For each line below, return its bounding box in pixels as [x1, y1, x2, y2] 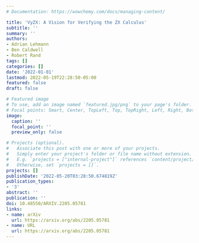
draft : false [6, 85, 38, 92]
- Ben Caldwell [6, 47, 44, 53]
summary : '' [6, 30, 36, 36]
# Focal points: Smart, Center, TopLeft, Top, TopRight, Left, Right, [6, 107, 184, 113]
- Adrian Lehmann [6, 41, 49, 47]
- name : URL [6, 223, 36, 229]
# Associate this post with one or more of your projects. [6, 146, 161, 152]
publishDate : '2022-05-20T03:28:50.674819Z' [6, 173, 118, 179]
